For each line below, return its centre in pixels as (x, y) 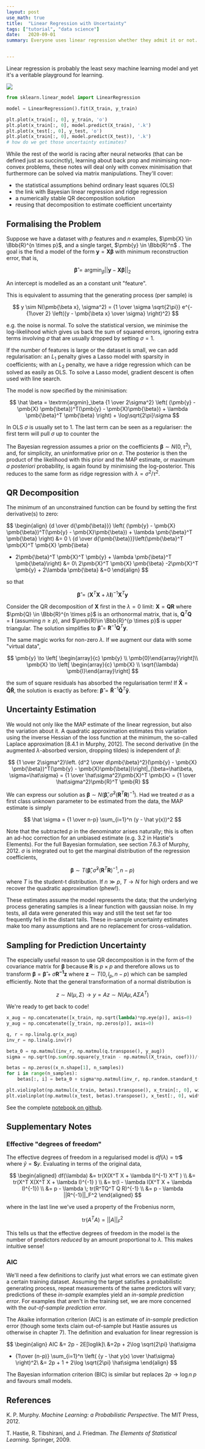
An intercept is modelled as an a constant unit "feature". (77, 283)
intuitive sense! (25, 1246)
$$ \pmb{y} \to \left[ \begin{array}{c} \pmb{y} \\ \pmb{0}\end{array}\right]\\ (103, 658)
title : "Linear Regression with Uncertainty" (67, 23)
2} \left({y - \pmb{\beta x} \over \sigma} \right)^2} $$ (112, 313)
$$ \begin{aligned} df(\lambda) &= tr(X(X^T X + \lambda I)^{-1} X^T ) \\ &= (103, 1175)
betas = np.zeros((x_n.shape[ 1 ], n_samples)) (65, 1068)
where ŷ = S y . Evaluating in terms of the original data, (74, 1164)
